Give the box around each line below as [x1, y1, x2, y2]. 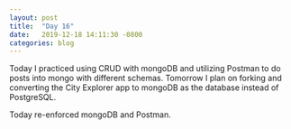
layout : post [9, 13, 59, 23]
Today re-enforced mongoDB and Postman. [9, 109, 171, 120]
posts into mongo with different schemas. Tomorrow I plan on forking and [9, 73, 282, 84]
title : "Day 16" [9, 22, 75, 31]
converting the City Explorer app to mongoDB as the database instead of [9, 82, 279, 93]
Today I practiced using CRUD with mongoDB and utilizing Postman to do [9, 63, 281, 74]
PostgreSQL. [9, 92, 57, 103]
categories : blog [9, 38, 75, 48]
